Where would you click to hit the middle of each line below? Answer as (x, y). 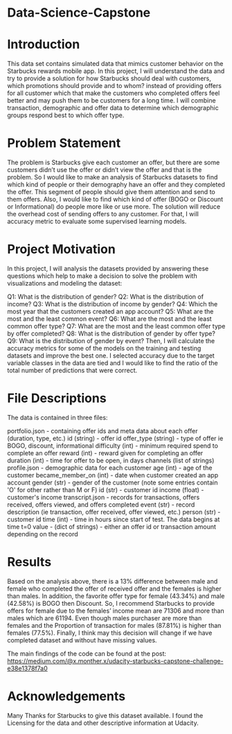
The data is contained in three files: (57, 417)
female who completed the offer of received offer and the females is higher (114, 588)
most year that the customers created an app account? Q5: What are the (110, 311)
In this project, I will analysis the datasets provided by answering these (108, 269)
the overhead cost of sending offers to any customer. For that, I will (103, 214)
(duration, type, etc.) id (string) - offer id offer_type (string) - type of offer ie (115, 438)
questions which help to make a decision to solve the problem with (102, 276)
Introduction (44, 45)
